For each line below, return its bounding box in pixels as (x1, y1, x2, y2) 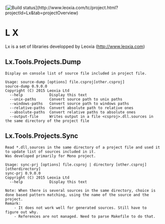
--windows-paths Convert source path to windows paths (9, 101, 129, 106)
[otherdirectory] (5, 166, 41, 171)
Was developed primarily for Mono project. (5, 153, 96, 158)
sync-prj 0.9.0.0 (5, 171, 41, 176)
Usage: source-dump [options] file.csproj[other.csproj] (5, 79, 125, 84)
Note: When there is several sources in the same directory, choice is (5, 188, 156, 193)
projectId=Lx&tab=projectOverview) (5, 10, 79, 16)
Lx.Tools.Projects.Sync (5, 132, 79, 140)
